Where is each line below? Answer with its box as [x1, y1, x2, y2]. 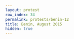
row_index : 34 [5, 12, 35, 17]
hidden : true [5, 26, 33, 31]
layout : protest [5, 7, 40, 13]
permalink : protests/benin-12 [5, 17, 69, 22]
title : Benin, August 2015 [5, 21, 62, 27]
